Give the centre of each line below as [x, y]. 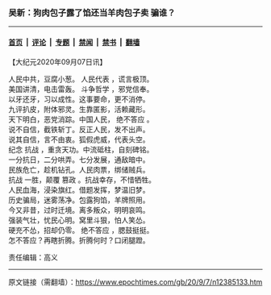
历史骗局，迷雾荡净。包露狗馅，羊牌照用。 [79, 200]
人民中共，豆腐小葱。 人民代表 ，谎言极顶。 [81, 79]
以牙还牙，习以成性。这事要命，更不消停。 [79, 99]
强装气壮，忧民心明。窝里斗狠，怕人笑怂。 [79, 220]
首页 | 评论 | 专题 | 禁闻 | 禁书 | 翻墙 [74, 42]
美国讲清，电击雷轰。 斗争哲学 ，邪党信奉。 [81, 89]
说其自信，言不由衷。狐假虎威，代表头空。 [79, 139]
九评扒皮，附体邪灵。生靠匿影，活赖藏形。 [79, 109]
